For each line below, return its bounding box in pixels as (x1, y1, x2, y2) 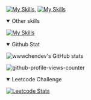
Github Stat (11, 41, 40, 48)
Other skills (11, 17, 40, 24)
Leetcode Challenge (11, 76, 62, 83)
